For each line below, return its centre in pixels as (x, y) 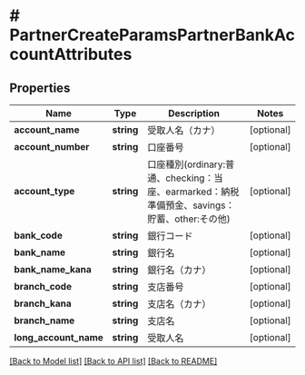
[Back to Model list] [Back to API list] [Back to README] (113, 361)
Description (194, 113)
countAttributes (71, 54)
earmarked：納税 (202, 192)
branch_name (44, 321)
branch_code (43, 286)
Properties (40, 88)
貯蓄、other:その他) (189, 219)
